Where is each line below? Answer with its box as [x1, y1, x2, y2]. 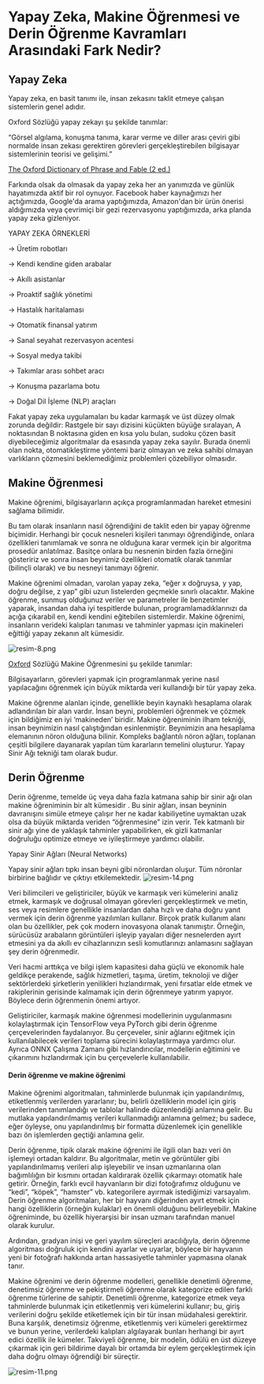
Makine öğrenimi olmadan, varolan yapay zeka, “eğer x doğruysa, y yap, [8, 578, 243, 587]
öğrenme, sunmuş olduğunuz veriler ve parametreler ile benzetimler [8, 595, 229, 605]
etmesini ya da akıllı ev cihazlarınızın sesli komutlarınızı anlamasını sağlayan [8, 938, 254, 947]
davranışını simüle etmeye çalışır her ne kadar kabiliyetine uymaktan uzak [8, 809, 247, 818]
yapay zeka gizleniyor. [8, 214, 81, 222]
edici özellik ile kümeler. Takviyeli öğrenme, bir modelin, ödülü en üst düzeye [8, 1334, 257, 1344]
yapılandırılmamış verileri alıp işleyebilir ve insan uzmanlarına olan [8, 1162, 221, 1171]
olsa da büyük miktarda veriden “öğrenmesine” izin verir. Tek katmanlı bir [8, 817, 246, 827]
